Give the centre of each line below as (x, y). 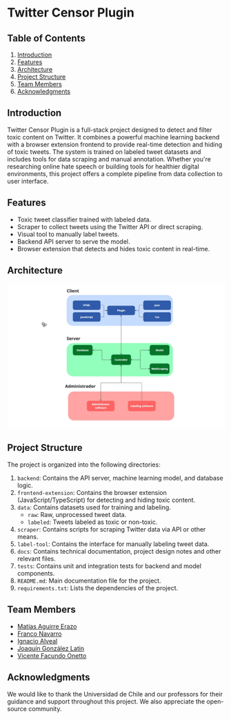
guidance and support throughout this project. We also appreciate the (106, 701)
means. (28, 536)
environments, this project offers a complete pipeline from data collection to (115, 173)
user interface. (28, 181)
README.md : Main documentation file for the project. (89, 581)
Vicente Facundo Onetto (52, 655)
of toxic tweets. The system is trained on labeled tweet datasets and (104, 152)
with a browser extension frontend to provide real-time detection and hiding (115, 144)
